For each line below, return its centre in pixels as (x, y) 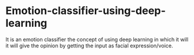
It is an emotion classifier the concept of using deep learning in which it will (97, 39)
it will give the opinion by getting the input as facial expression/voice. (89, 46)
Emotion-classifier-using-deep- (86, 11)
